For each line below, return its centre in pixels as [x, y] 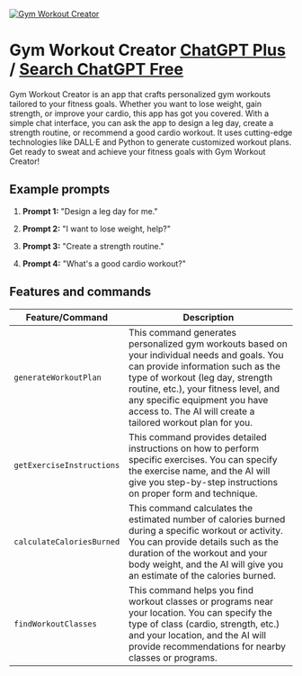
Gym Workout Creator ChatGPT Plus [147, 50]
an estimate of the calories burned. [202, 575]
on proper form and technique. [193, 493]
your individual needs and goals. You [206, 355]
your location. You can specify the [200, 612]
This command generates [182, 332]
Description [209, 317]
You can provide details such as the [204, 542]
